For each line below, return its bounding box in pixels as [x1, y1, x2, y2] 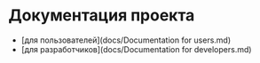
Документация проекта [8, 5, 195, 26]
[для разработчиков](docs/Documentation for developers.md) [20, 43, 252, 54]
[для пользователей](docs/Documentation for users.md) [20, 35, 232, 45]
